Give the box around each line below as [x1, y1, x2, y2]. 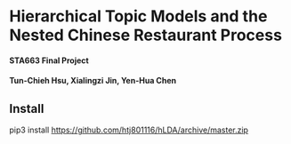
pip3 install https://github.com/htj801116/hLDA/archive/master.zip [9, 124, 249, 135]
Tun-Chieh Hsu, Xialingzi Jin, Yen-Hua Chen [9, 76, 176, 86]
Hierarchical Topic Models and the [9, 6, 268, 27]
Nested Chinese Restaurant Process [9, 25, 283, 45]
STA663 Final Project [9, 55, 89, 66]
